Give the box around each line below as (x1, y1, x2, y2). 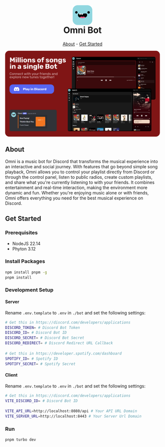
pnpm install (5, 275, 32, 280)
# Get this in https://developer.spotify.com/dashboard (5, 351, 122, 356)
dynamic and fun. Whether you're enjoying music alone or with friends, (5, 190, 149, 195)
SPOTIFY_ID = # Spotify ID (5, 356, 58, 361)
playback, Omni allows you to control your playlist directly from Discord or (5, 169, 155, 175)
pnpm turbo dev (5, 437, 36, 443)
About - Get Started (62, 41, 103, 47)
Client (5, 372, 18, 378)
